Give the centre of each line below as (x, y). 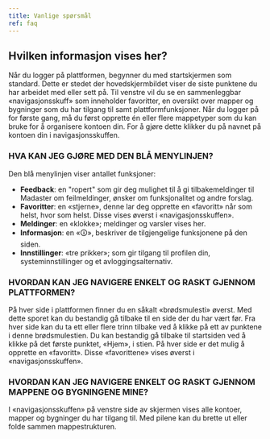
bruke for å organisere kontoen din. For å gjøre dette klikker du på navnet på (135, 126)
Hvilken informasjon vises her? (88, 56)
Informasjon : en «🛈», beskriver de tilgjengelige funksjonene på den (133, 232)
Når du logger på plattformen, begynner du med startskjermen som (120, 75)
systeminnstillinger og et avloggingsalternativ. (96, 261)
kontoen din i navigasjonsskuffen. (64, 135)
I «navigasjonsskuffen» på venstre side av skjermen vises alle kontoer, (125, 410)
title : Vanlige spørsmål (50, 16)
